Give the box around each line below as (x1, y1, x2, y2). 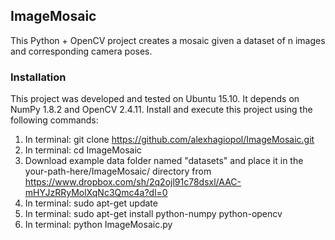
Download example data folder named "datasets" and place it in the (24, 155, 304, 167)
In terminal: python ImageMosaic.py (24, 219, 173, 231)
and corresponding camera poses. (10, 45, 153, 57)
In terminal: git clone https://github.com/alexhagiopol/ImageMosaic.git (24, 134, 315, 146)
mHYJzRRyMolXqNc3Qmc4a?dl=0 (24, 187, 168, 199)
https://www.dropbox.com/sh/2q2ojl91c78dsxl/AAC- (24, 176, 242, 188)
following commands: (10, 114, 99, 126)
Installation (10, 70, 67, 84)
